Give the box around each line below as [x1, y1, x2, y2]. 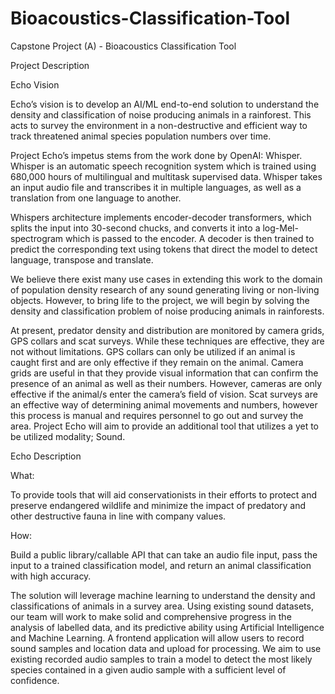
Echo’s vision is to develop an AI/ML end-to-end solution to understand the [10, 98, 320, 110]
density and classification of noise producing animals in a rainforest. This [10, 108, 312, 121]
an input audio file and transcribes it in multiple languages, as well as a [10, 181, 302, 193]
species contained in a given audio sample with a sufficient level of [10, 663, 287, 676]
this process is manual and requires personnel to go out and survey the [10, 409, 304, 421]
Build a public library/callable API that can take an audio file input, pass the [10, 548, 318, 561]
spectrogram [10, 232, 64, 244]
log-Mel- [262, 222, 299, 234]
